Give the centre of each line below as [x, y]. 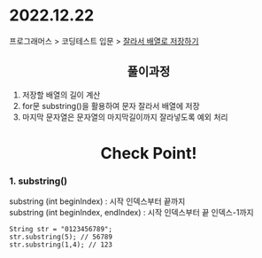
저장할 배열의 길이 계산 [61, 95]
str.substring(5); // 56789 [61, 237]
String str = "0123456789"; [61, 230]
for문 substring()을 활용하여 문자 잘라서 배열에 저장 [111, 106]
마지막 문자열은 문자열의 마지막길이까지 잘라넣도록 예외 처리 [125, 117]
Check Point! [149, 153]
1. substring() [39, 181]
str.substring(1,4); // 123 [61, 245]
